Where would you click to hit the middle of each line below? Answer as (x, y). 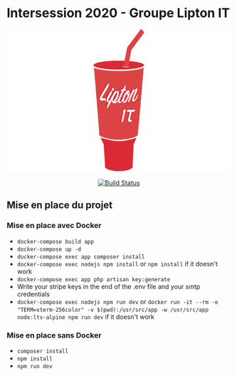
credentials (33, 294)
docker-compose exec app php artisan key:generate (94, 279)
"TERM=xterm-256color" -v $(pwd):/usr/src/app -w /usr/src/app (113, 310)
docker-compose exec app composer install (81, 257)
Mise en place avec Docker (54, 226)
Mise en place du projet (60, 205)
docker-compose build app (55, 241)
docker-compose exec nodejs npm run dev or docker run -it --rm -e (117, 301)
